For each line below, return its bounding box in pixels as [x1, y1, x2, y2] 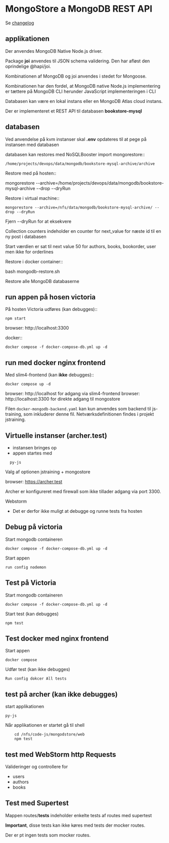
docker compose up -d [5, 381, 51, 387]
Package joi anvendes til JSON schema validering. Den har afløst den [5, 58, 150, 64]
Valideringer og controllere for [5, 764, 68, 770]
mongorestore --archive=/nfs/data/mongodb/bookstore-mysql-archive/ [5, 205, 153, 210]
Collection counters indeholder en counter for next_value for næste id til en [5, 228, 161, 234]
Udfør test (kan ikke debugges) [5, 666, 70, 673]
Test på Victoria [5, 579, 57, 587]
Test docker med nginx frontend [5, 635, 109, 643]
